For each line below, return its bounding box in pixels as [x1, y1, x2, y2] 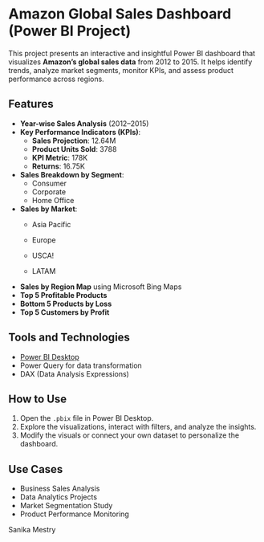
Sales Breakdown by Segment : [19, 169, 124, 179]
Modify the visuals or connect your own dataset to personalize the [19, 430, 239, 440]
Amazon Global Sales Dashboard [8, 5, 232, 23]
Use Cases [8, 463, 63, 476]
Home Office [31, 195, 75, 205]
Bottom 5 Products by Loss [19, 299, 112, 308]
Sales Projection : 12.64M [31, 136, 116, 145]
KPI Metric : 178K [31, 153, 88, 162]
